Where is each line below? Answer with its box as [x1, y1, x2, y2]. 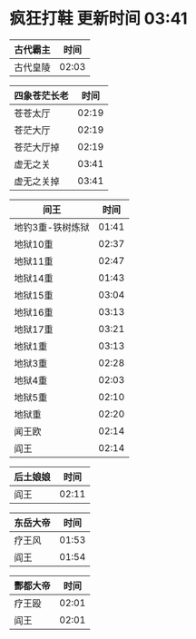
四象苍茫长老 [14, 89, 70, 102]
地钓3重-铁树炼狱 [14, 221, 90, 233]
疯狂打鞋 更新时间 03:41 [9, 8, 188, 29]
